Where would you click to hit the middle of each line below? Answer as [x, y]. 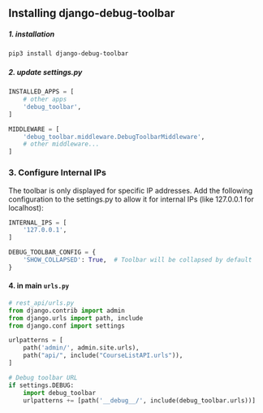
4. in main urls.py [39, 286]
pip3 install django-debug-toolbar [69, 54]
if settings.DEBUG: [41, 385]
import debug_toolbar [59, 393]
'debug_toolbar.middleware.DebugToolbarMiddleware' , [114, 137]
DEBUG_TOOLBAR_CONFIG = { [52, 252]
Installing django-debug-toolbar [92, 13]
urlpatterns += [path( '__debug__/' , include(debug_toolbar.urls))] [139, 400]
